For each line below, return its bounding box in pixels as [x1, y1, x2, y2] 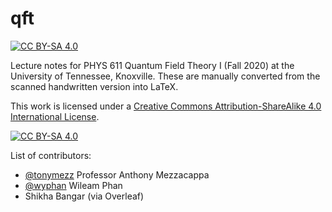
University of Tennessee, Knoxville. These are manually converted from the [10, 70, 321, 82]
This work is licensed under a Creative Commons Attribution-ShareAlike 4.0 [10, 100, 322, 112]
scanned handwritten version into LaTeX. [10, 80, 179, 92]
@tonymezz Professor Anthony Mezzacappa [24, 168, 210, 181]
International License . [10, 110, 100, 122]
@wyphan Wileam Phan [24, 179, 123, 191]
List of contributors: [10, 149, 92, 161]
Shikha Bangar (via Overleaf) [24, 190, 145, 202]
